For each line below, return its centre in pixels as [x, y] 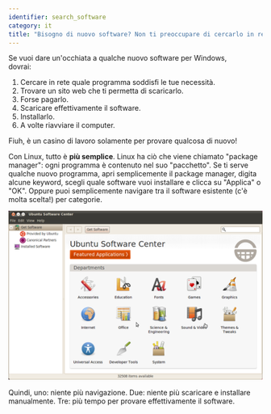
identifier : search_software [57, 17]
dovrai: [20, 67]
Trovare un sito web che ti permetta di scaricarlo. [102, 91]
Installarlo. [37, 116]
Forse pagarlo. [44, 99]
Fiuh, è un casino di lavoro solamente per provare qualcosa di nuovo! [123, 141]
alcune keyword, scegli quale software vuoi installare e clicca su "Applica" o [135, 183]
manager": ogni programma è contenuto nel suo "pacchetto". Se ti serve [128, 165]
